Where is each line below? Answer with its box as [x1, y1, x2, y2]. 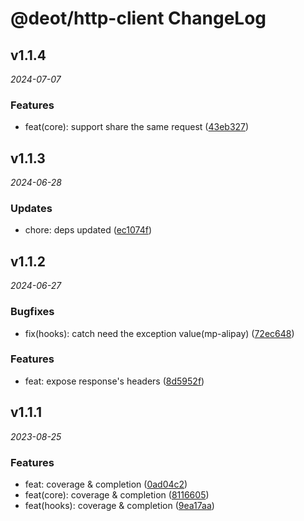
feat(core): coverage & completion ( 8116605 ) [24, 488, 210, 501]
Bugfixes [10, 305, 55, 319]
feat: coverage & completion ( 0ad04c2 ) [24, 478, 188, 490]
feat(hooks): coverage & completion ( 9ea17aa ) [24, 499, 215, 511]
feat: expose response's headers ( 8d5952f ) [24, 375, 205, 387]
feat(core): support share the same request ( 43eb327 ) [24, 121, 250, 133]
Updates [10, 202, 53, 216]
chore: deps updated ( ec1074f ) [24, 224, 153, 236]
